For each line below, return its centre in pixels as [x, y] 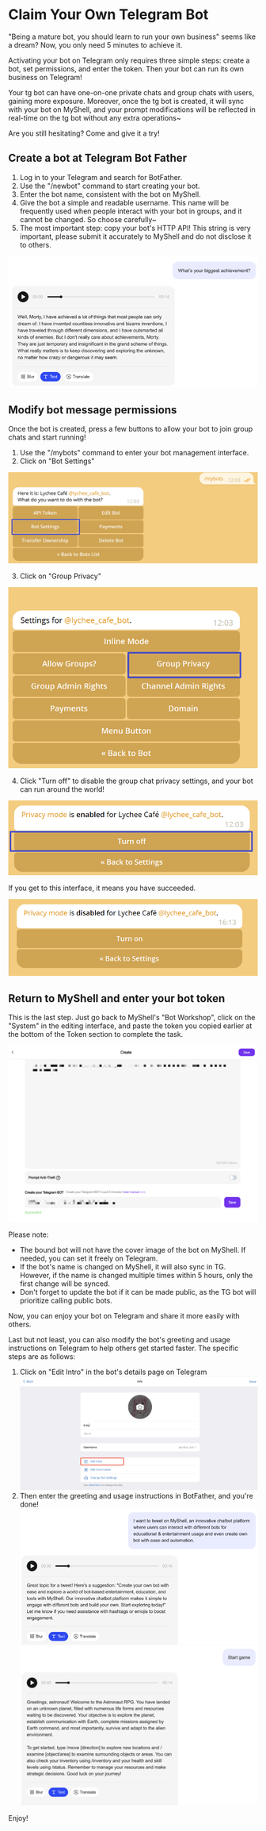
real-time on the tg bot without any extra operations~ [95, 117]
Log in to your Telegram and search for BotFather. [101, 177]
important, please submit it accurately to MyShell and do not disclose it [135, 236]
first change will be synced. [65, 1284]
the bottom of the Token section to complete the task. [96, 1034]
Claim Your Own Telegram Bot [108, 15]
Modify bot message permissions [93, 410]
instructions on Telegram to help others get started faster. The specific [123, 1348]
